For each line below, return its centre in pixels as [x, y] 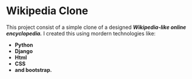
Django [24, 51]
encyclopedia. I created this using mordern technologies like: [81, 33]
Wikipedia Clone [47, 11]
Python [24, 45]
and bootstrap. [33, 70]
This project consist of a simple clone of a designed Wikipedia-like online [96, 27]
